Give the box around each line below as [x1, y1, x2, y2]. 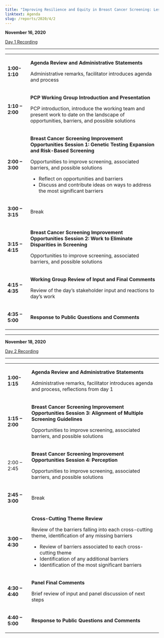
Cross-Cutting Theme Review [31, 515, 103, 522]
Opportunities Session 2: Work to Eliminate [30, 235, 133, 242]
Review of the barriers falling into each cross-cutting [31, 526, 153, 533]
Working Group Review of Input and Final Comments [30, 276, 155, 283]
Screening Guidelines [31, 416, 82, 423]
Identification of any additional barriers [40, 556, 129, 562]
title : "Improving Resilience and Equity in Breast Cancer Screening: [5, 7, 152, 12]
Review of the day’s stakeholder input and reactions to [30, 287, 155, 294]
